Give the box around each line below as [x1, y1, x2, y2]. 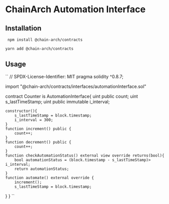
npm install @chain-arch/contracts [7, 37, 83, 42]
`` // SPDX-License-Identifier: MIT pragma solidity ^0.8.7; [5, 73, 124, 79]
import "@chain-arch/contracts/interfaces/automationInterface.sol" [5, 83, 147, 90]
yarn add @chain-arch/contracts [5, 46, 74, 51]
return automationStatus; [14, 166, 70, 171]
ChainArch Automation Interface [5, 4, 146, 15]
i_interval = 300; [14, 117, 53, 123]
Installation [5, 24, 42, 33]
